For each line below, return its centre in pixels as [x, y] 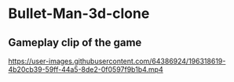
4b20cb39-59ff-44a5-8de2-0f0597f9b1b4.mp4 [86, 70]
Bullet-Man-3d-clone [79, 14]
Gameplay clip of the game [75, 43]
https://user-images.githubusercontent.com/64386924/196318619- [117, 61]
